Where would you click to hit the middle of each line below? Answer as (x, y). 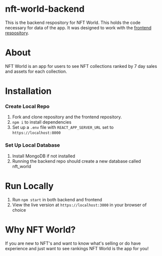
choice (19, 210)
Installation (28, 91)
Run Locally (29, 186)
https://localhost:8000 (36, 133)
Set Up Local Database (33, 145)
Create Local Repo (27, 106)
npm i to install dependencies (42, 122)
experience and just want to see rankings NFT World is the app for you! (77, 248)
